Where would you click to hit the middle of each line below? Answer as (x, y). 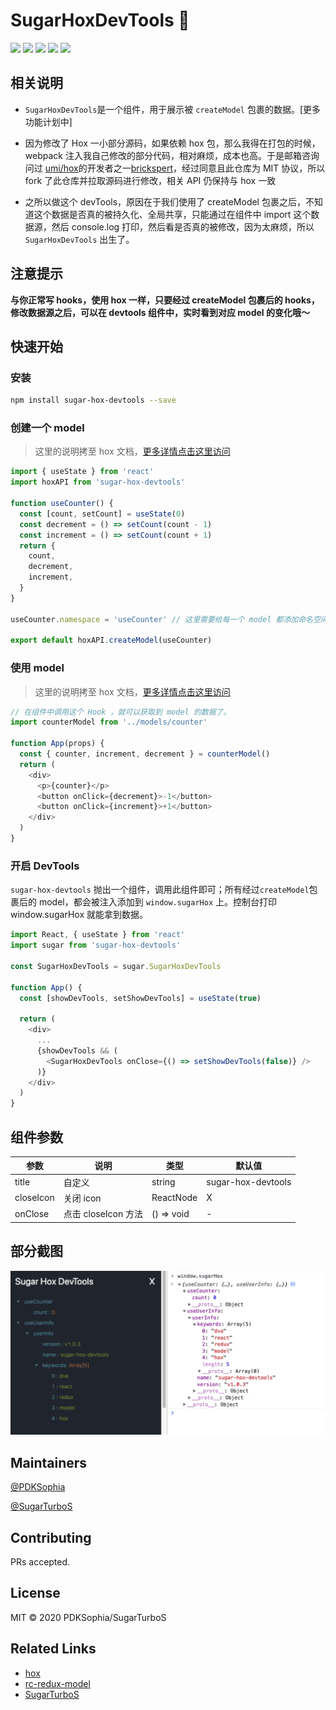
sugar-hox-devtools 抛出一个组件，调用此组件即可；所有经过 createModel (160, 890)
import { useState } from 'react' (82, 472)
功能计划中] (48, 121)
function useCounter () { (62, 504)
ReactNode (174, 1198)
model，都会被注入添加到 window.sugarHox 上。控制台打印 (157, 902)
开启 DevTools (45, 866)
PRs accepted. (40, 1561)
